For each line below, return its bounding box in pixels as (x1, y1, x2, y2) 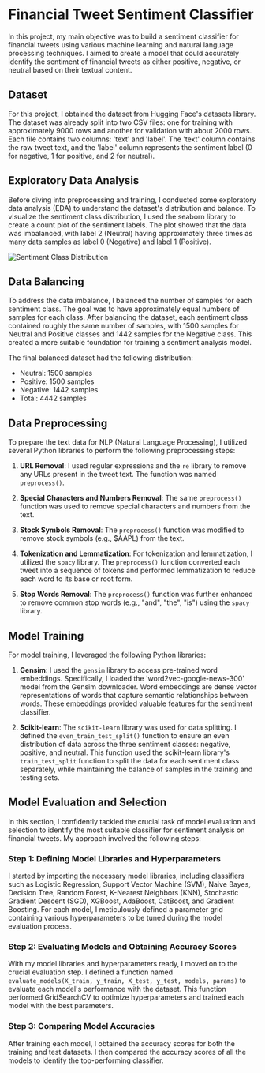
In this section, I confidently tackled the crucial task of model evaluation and (8, 816, 256, 826)
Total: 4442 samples (19, 393, 87, 403)
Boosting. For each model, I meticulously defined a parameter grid (8, 905, 223, 914)
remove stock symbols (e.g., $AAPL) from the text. (19, 534, 185, 543)
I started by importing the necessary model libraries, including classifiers (8, 871, 245, 881)
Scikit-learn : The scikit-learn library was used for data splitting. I (19, 722, 237, 732)
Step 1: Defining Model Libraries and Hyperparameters (8, 853, 221, 864)
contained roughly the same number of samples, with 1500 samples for (8, 321, 239, 331)
